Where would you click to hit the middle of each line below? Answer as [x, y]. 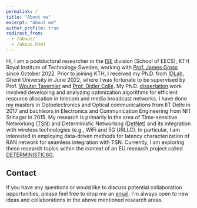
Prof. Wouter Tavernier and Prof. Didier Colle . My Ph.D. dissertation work [94, 86]
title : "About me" [29, 17]
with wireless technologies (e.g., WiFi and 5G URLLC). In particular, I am [93, 129]
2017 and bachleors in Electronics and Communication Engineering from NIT [98, 111]
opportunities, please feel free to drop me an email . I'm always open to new [98, 193]
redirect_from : [25, 33]
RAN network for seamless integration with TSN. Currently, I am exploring [95, 142]
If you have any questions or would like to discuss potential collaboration [94, 187]
